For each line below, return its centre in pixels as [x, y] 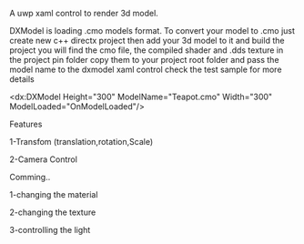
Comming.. [30, 177]
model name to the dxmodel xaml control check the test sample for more [146, 69]
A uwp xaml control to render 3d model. [84, 13]
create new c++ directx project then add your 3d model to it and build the [147, 41]
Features [26, 124]
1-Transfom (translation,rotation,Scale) [81, 142]
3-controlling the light [50, 230]
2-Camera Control [43, 159]
